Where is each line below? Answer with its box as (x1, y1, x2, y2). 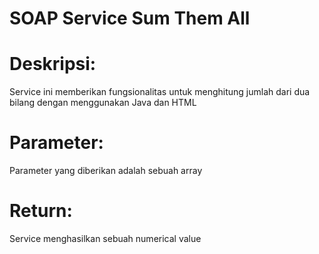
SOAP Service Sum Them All (9, 7, 251, 30)
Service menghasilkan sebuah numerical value (9, 233, 202, 244)
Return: (9, 200, 73, 222)
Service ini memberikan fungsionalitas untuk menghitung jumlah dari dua (9, 86, 311, 98)
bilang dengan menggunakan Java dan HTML (9, 97, 197, 109)
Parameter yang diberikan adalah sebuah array (9, 165, 203, 177)
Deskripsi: (9, 53, 97, 76)
